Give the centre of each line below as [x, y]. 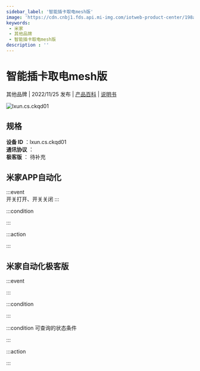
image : [14, 17]
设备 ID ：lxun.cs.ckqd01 [36, 142]
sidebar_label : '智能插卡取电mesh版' [50, 12]
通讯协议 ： [20, 149]
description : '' [28, 45]
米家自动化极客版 [37, 266]
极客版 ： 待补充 [26, 157]
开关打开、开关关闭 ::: [33, 199]
